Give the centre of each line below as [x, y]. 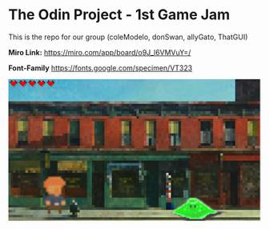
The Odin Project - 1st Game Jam [119, 15]
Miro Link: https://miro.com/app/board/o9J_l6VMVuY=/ [100, 52]
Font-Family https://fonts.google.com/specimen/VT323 [100, 68]
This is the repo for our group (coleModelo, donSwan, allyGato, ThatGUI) [128, 37]
